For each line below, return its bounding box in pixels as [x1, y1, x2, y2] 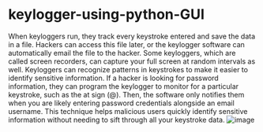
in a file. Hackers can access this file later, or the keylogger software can [8, 39, 245, 49]
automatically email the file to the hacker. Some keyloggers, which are [8, 48, 236, 57]
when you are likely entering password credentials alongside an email [8, 98, 235, 108]
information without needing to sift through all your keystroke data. [8, 115, 225, 124]
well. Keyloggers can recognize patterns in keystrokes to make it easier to [8, 64, 249, 74]
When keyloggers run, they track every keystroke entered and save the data [8, 31, 256, 41]
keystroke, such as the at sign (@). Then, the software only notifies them [8, 90, 245, 99]
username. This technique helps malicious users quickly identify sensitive [8, 106, 248, 115]
